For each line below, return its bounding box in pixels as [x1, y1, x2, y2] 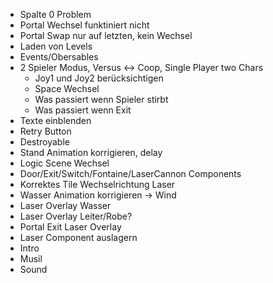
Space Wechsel [34, 83, 100, 94]
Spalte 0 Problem [19, 9, 92, 20]
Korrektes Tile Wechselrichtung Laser [19, 179, 176, 190]
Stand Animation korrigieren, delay [19, 147, 163, 158]
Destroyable [19, 136, 70, 148]
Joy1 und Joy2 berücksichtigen [34, 72, 164, 84]
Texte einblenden [19, 115, 92, 126]
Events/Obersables [19, 51, 99, 63]
